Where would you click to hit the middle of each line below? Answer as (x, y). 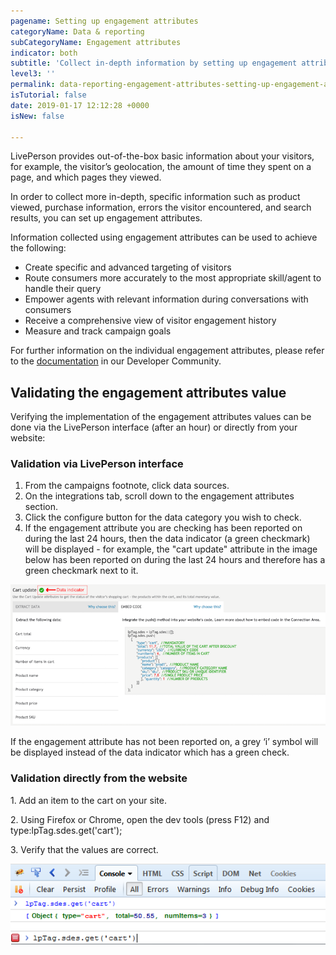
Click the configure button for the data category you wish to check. (163, 517)
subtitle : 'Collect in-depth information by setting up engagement (154, 63)
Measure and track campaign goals (98, 331)
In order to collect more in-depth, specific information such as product (155, 197)
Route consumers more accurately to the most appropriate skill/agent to (173, 278)
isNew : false (37, 116)
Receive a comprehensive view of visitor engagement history (150, 321)
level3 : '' (33, 74)
